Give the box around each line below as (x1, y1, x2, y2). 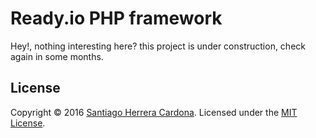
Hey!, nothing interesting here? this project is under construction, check (10, 40, 306, 52)
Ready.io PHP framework (10, 7, 223, 30)
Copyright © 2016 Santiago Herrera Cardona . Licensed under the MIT (10, 106, 298, 118)
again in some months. (10, 50, 104, 62)
